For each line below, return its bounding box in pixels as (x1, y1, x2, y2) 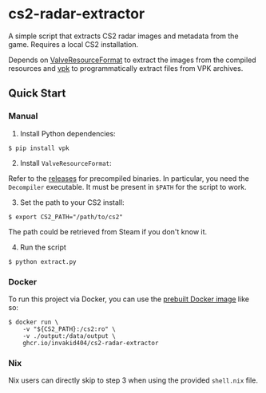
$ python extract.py (8, 257, 77, 265)
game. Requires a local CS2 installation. (8, 39, 139, 49)
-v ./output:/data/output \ (22, 332, 116, 340)
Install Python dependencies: (19, 128, 116, 138)
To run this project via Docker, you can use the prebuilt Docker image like (8, 294, 250, 304)
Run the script (19, 242, 66, 252)
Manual (8, 111, 38, 122)
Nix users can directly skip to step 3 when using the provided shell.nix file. (8, 375, 258, 385)
